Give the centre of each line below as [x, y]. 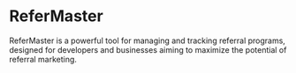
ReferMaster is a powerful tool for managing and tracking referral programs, [147, 40]
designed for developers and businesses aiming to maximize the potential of [148, 49]
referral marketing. [43, 59]
